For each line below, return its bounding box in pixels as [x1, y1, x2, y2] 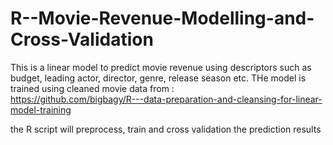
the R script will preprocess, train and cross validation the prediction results [10, 123, 322, 135]
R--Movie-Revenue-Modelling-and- [10, 7, 315, 30]
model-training [10, 103, 72, 116]
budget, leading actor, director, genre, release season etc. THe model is [10, 72, 307, 84]
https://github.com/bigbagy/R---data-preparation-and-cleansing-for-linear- [10, 93, 323, 105]
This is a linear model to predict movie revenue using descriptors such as [10, 61, 312, 73]
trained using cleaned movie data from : [10, 82, 175, 94]
